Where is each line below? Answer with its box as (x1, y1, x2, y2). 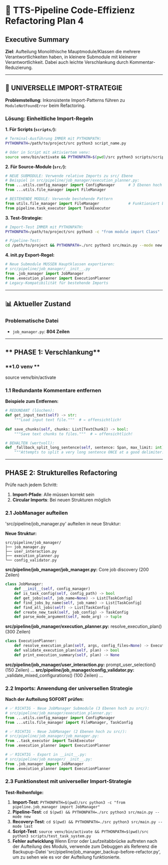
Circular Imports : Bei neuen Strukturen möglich (12, 497, 111, 503)
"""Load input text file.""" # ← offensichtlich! (14, 417, 122, 422)
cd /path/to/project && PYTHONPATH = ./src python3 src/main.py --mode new (5, 243, 162, 248)
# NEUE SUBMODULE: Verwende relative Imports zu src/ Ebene (5, 173, 133, 178)
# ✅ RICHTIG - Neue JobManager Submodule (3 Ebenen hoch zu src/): (5, 706, 150, 711)
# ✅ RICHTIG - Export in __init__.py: (5, 752, 87, 758)
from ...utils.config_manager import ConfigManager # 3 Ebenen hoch (5, 183, 162, 188)
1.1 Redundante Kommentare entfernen (5, 387, 101, 394)
